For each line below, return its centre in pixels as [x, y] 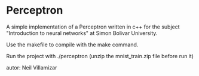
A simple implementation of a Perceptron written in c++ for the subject [93, 27]
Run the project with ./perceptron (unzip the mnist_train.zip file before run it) [100, 56]
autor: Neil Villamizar [32, 67]
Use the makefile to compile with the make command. [72, 45]
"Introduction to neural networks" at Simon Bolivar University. [82, 33]
